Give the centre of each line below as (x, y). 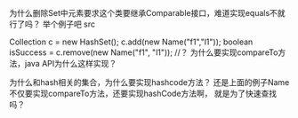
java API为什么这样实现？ (71, 63)
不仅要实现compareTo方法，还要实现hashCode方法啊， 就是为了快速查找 (143, 93)
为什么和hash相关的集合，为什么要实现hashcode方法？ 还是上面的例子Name (149, 82)
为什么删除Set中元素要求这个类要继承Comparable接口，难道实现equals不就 (148, 13)
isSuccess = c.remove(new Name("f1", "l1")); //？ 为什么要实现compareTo (144, 52)
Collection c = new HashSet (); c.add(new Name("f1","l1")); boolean (131, 42)
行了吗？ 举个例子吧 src (52, 24)
